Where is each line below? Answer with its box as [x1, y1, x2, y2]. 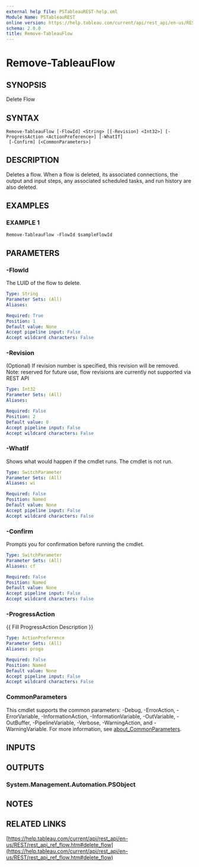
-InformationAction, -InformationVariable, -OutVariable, [41, 713, 176, 720]
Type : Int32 [6, 387, 36, 393]
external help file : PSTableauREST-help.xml [6, 8, 118, 15]
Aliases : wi [6, 480, 36, 486]
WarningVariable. [6, 725, 49, 732]
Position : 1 [6, 318, 36, 324]
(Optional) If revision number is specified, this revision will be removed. [6, 362, 179, 369]
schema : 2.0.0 [6, 25, 41, 31]
